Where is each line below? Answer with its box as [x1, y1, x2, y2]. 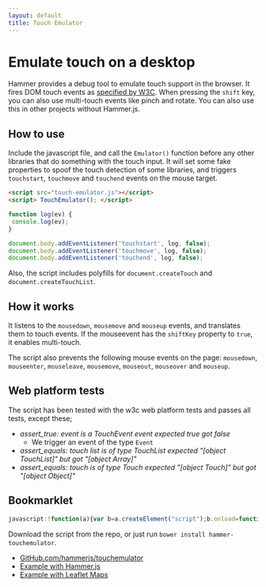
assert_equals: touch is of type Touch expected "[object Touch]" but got [19, 462, 256, 471]
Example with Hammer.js [19, 561, 101, 570]
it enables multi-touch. [8, 338, 82, 347]
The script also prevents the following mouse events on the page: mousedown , [8, 353, 258, 362]
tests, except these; [8, 413, 73, 423]
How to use [8, 127, 65, 141]
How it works [8, 300, 74, 313]
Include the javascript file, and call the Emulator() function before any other [8, 148, 255, 158]
